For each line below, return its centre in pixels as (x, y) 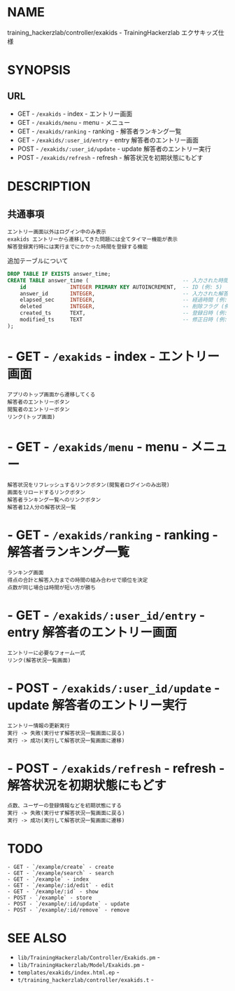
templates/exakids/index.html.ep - (69, 972)
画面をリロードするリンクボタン (47, 492)
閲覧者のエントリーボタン (38, 409)
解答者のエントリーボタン (38, 402)
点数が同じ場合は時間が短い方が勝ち (52, 587)
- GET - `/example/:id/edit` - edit (60, 886)
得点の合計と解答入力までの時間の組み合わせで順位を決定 (78, 580)
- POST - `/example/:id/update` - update (69, 904)
